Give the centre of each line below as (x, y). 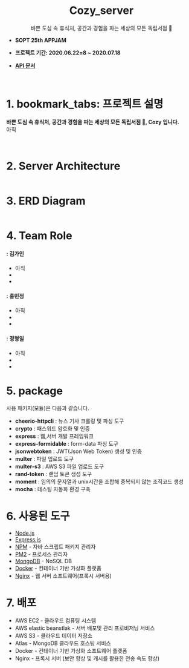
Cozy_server (101, 11)
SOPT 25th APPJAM (40, 40)
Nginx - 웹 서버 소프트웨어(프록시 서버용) (63, 576)
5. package (35, 391)
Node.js (25, 533)
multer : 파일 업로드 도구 (44, 459)
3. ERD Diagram (46, 201)
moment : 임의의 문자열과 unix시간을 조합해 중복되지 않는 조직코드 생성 (99, 481)
